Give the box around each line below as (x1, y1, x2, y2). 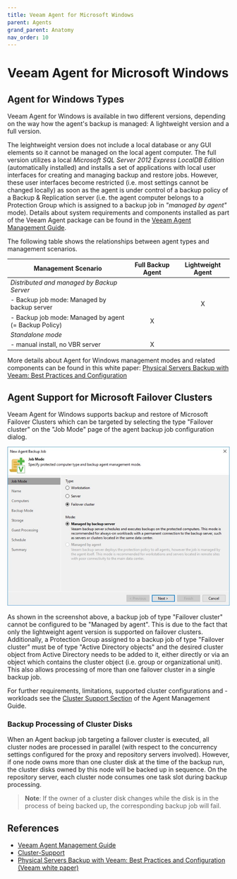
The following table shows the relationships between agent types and (7, 237, 209, 246)
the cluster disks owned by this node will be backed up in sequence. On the (7, 765, 227, 774)
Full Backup (134, 260, 170, 269)
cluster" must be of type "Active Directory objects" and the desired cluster (7, 643, 224, 651)
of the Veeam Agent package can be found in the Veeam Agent (7, 216, 192, 224)
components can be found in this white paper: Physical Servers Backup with (7, 363, 229, 372)
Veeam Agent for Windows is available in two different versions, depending (7, 112, 226, 120)
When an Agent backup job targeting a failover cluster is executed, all (7, 735, 209, 744)
